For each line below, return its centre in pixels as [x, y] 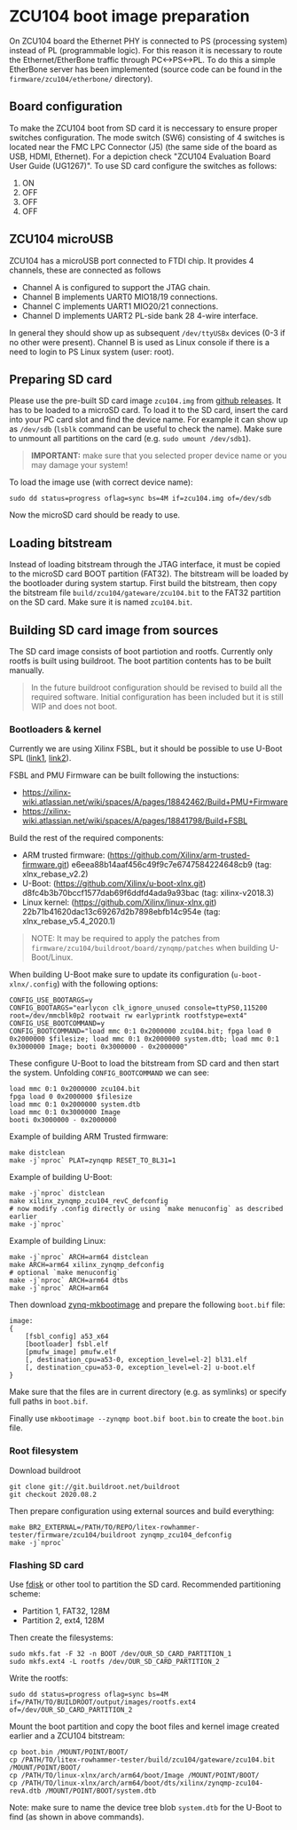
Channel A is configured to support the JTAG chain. [116, 287]
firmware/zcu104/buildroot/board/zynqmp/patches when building [149, 948]
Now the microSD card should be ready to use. [94, 515]
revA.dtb [25, 1791]
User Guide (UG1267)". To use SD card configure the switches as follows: [143, 165]
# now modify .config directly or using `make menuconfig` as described [146, 1209]
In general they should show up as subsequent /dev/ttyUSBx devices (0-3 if [147, 333]
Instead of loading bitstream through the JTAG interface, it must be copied [145, 565]
